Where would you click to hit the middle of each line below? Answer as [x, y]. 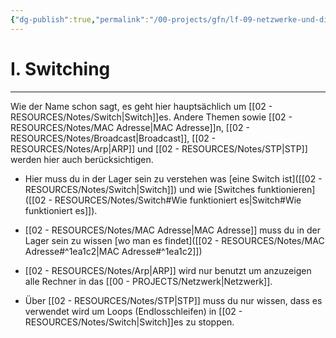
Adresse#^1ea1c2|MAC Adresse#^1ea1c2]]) [113, 251]
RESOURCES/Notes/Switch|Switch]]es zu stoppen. [129, 322]
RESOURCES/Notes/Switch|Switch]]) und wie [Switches [140, 189]
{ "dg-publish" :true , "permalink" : [80, 19]
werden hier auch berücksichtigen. [82, 159]
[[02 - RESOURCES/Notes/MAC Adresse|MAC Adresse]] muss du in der [172, 230]
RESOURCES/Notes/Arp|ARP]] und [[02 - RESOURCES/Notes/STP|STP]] [159, 148]
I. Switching [60, 68]
